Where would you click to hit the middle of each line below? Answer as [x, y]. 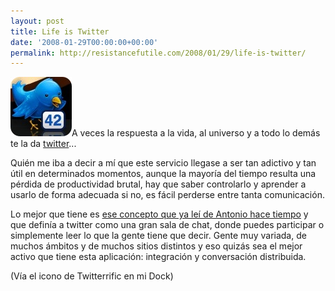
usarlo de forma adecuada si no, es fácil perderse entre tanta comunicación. [167, 195]
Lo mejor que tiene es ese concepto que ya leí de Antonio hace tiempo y [159, 214]
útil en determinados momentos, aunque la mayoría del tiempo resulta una [163, 174]
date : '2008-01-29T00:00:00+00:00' [84, 42]
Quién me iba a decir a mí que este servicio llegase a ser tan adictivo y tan [163, 163]
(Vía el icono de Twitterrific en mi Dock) [92, 276]
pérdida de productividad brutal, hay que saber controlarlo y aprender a [158, 184]
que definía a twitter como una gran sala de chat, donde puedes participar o [167, 225]
